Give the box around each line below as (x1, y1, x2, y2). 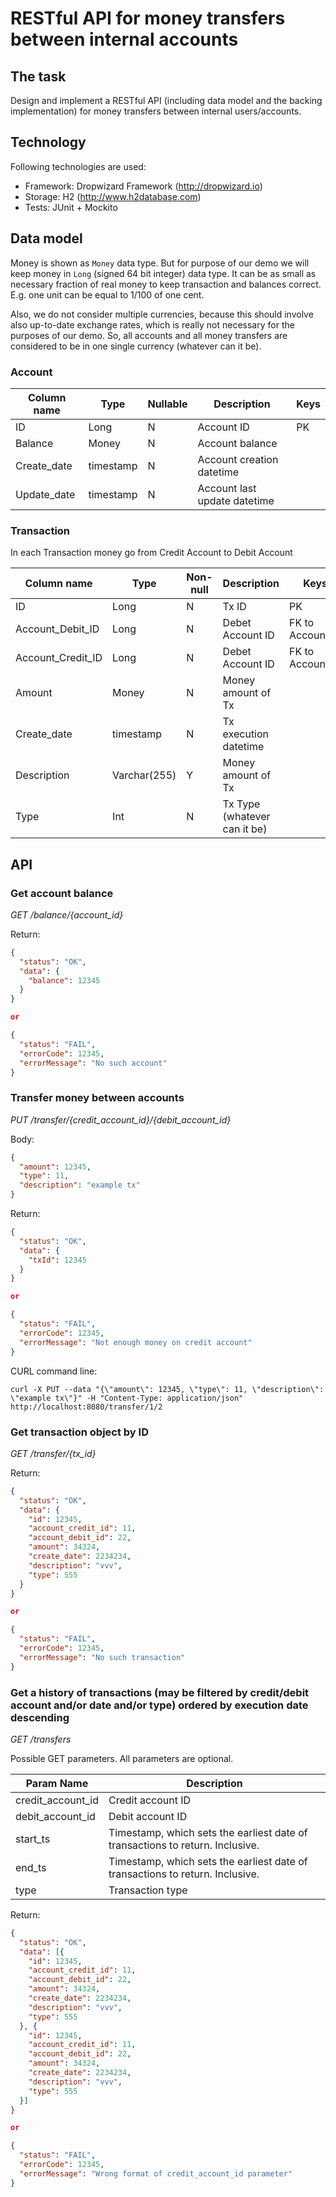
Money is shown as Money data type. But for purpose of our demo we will (10, 257, 310, 269)
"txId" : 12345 (28, 1255, 87, 1265)
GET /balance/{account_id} (10, 908, 124, 921)
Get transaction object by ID (10, 1425, 149, 1439)
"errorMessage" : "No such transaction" (19, 1652, 186, 1662)
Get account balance (10, 886, 114, 900)
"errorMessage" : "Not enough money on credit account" (19, 1337, 253, 1347)
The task (10, 68, 67, 85)
